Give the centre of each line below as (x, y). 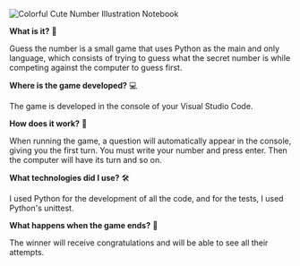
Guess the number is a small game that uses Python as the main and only (145, 48)
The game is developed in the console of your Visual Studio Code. (131, 106)
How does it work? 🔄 (48, 124)
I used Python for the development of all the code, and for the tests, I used (146, 198)
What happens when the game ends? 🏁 (84, 225)
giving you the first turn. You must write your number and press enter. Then (149, 150)
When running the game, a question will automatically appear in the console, (150, 141)
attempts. (27, 252)
